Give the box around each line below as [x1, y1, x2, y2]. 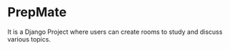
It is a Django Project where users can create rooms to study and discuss [7, 27, 223, 36]
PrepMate [7, 4, 67, 20]
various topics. [7, 35, 51, 43]
